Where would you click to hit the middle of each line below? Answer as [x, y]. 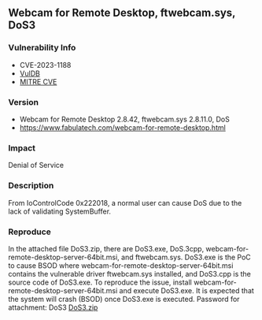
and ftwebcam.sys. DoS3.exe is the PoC [186, 257]
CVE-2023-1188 [45, 65]
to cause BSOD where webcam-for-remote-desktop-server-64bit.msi [121, 265]
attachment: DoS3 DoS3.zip [53, 307]
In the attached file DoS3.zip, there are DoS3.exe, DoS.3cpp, [106, 248]
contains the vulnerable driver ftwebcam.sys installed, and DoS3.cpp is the [130, 273]
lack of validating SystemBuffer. [60, 211]
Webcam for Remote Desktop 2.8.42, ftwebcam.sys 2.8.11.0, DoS [124, 119]
